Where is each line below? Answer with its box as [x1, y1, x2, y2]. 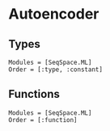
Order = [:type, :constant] [8, 65, 104, 74]
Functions [8, 87, 61, 101]
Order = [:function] [8, 116, 78, 124]
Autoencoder [8, 5, 99, 23]
